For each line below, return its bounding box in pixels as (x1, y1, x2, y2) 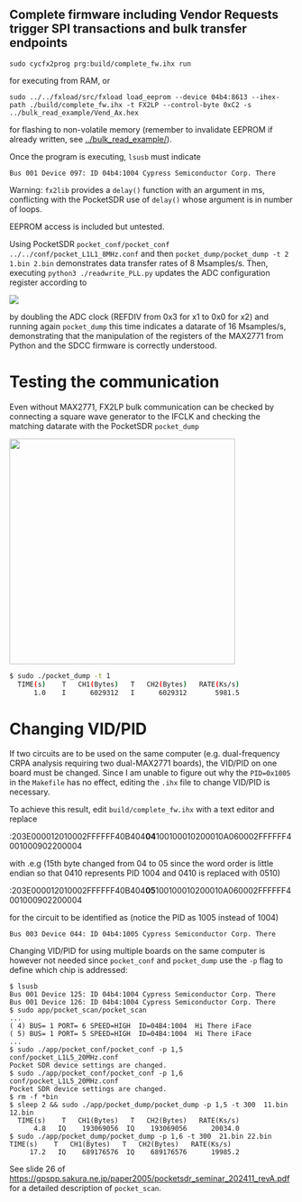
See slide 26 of (9, 1163, 66, 1175)
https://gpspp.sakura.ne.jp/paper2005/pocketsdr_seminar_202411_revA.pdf (9, 1173, 290, 1184)
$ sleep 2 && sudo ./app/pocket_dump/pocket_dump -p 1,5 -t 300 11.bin (9, 1100, 288, 1110)
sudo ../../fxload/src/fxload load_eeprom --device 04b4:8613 (9, 92, 248, 102)
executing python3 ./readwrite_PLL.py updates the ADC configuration (9, 267, 270, 278)
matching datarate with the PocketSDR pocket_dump (9, 420, 200, 431)
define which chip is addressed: (9, 965, 128, 976)
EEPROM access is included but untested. (9, 221, 165, 232)
